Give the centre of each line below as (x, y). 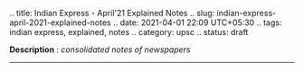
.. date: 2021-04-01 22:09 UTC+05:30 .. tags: (197, 22)
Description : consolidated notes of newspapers (100, 49)
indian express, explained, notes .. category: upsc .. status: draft (129, 32)
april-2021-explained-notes (60, 22)
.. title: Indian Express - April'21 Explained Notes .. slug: (112, 13)
